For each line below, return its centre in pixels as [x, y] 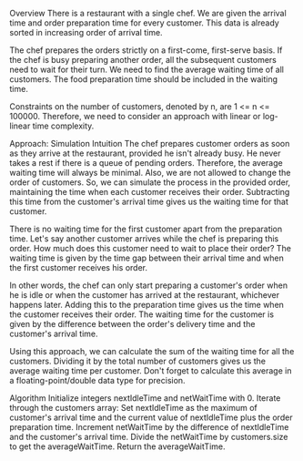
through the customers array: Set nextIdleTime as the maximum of [133, 408]
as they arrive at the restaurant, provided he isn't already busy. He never [145, 153]
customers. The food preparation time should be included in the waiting [144, 79]
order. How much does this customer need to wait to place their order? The [150, 248]
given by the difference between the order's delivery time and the [132, 324]
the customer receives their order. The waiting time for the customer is [142, 314]
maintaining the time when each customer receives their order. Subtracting [150, 192]
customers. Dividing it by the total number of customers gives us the [138, 361]
